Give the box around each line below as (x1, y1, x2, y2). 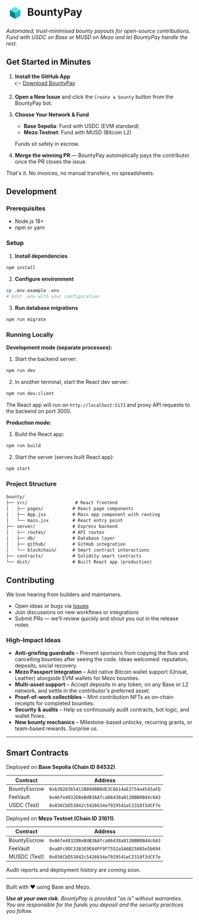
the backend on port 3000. (6, 408, 72, 415)
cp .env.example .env (6, 287, 60, 293)
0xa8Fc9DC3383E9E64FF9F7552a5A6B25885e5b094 (49, 846, 161, 852)
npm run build (6, 443, 41, 449)
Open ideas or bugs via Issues (14, 602, 89, 610)
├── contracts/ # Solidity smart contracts (6, 553, 142, 559)
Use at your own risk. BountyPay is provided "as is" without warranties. (6, 895, 182, 902)
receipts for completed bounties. (14, 700, 95, 707)
